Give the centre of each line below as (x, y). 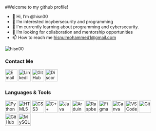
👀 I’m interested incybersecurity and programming (62, 22)
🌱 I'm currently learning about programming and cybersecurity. (75, 27)
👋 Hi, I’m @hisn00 (30, 16)
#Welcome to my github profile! (37, 7)
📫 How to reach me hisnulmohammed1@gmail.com (64, 37)
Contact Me (19, 61)
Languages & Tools (28, 93)
